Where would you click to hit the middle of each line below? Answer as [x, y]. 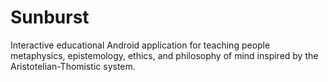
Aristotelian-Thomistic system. [73, 66]
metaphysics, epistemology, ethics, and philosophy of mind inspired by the [164, 55]
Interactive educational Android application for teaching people [140, 45]
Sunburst [50, 17]
